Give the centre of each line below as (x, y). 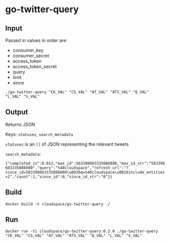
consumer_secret (31, 56)
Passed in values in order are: (36, 40)
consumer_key (28, 50)
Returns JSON (20, 124)
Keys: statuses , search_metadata (39, 134)
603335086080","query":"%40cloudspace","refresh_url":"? (67, 168)
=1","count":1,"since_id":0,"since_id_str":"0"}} (59, 177)
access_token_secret (35, 66)
